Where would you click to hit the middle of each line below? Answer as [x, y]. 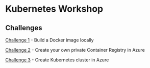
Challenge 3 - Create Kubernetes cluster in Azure [57, 60]
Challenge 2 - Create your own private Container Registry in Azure [75, 50]
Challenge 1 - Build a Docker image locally [49, 40]
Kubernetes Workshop [54, 9]
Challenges [24, 28]
